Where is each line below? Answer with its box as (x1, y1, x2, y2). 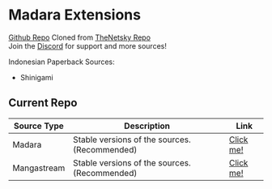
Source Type (13, 120, 65, 131)
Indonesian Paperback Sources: (8, 57, 115, 67)
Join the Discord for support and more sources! (8, 41, 168, 50)
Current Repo (8, 96, 78, 110)
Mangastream (12, 162, 66, 174)
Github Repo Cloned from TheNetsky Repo (8, 32, 151, 42)
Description (124, 120, 171, 131)
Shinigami (19, 72, 54, 82)
